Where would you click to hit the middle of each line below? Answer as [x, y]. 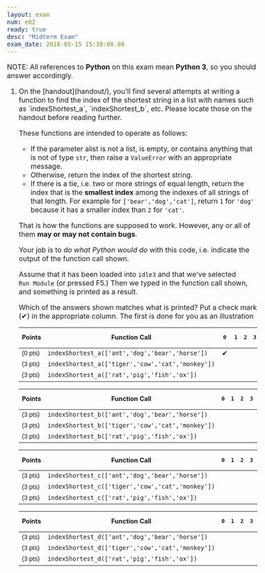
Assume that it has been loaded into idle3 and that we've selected [127, 274]
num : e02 [22, 22]
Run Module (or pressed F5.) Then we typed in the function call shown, [133, 283]
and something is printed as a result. [78, 291]
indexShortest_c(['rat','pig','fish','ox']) [122, 497]
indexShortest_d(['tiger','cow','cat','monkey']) [131, 548]
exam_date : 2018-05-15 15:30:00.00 [66, 44]
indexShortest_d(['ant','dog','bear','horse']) [128, 537]
